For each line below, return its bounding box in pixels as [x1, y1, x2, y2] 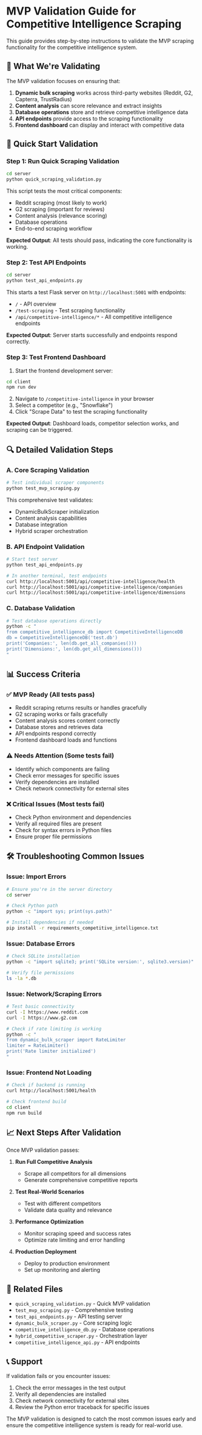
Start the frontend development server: [15, 367, 113, 374]
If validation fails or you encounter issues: [6, 1372, 111, 1379]
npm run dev [6, 384, 36, 391]
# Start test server [6, 556, 59, 562]
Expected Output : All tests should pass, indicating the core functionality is [6, 237, 192, 244]
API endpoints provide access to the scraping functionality [15, 115, 163, 122]
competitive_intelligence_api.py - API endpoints [15, 1339, 140, 1346]
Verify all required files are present [15, 820, 102, 827]
